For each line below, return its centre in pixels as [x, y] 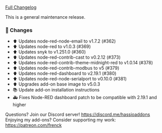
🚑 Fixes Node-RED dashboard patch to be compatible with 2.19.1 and [85, 98]
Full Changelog [21, 7]
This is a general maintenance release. [45, 17]
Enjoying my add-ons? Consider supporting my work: [61, 120]
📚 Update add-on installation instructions [56, 90]
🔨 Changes [19, 30]
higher [19, 105]
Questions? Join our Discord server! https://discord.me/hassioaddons [78, 115]
